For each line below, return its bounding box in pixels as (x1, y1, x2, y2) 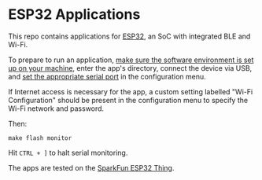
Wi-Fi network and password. (8, 104, 105, 113)
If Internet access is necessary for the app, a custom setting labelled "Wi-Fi (8, 86, 253, 96)
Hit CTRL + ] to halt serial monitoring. (8, 148, 128, 157)
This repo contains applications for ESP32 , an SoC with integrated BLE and (8, 31, 251, 41)
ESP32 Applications (8, 6, 141, 24)
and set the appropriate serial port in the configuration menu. (8, 72, 206, 81)
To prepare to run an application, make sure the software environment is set (8, 55, 254, 64)
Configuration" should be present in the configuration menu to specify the (8, 95, 249, 105)
